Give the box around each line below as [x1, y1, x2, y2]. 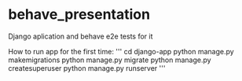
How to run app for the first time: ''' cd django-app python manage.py [8, 46, 234, 56]
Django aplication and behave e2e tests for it [8, 31, 153, 41]
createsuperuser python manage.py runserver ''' [8, 63, 166, 72]
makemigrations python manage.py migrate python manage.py [8, 55, 211, 64]
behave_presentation [8, 6, 151, 24]
